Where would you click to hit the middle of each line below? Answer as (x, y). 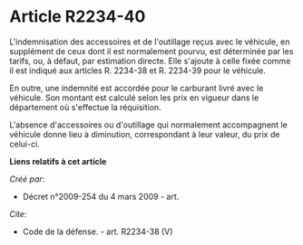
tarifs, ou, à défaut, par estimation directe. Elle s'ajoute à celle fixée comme (150, 61)
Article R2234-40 (78, 17)
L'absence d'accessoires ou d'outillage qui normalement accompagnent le (148, 125)
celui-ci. (25, 144)
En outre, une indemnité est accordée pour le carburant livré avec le (137, 88)
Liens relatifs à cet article (58, 161)
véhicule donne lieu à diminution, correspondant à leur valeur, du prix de (145, 134)
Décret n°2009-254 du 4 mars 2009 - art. (101, 196)
